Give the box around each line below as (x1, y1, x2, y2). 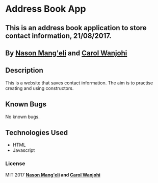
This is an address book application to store (5, 24, 147, 32)
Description (5, 66, 43, 75)
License (5, 160, 25, 167)
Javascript (12, 147, 35, 153)
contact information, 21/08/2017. (5, 31, 112, 40)
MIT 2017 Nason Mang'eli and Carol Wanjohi (5, 172, 101, 178)
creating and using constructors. (5, 85, 74, 91)
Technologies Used (5, 128, 68, 137)
